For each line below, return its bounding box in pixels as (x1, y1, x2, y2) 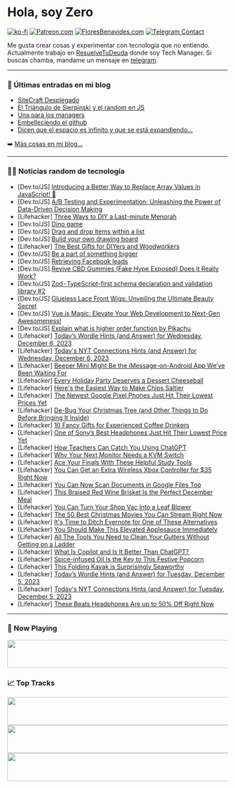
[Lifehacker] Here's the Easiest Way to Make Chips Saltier (17, 383, 184, 392)
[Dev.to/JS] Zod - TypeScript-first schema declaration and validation (17, 279, 213, 287)
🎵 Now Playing (7, 623, 57, 633)
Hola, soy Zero (7, 4, 94, 20)
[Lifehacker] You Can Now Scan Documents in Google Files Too (17, 480, 201, 489)
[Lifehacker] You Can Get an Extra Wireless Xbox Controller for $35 (17, 466, 212, 474)
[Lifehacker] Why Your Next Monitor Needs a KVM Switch (17, 450, 184, 459)
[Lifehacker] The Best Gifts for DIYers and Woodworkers (17, 242, 180, 250)
